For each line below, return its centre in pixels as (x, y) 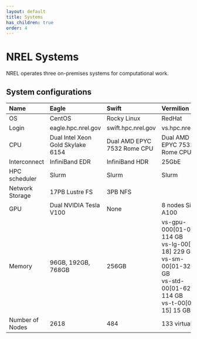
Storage (20, 196)
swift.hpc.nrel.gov (131, 128)
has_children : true (30, 22)
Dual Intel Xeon (71, 137)
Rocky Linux (123, 118)
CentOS (60, 118)
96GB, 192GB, (70, 262)
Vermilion (175, 108)
